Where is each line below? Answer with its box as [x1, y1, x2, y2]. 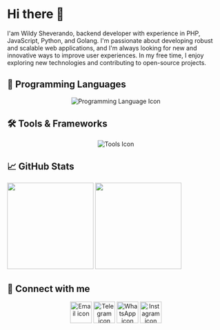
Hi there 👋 [7, 6, 64, 22]
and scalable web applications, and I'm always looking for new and [7, 44, 198, 52]
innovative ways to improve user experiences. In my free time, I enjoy [7, 51, 204, 59]
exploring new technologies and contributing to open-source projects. [7, 58, 207, 66]
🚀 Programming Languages [7, 79, 126, 91]
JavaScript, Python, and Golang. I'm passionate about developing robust [7, 36, 213, 44]
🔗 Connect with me [7, 283, 90, 295]
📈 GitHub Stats [7, 161, 74, 172]
